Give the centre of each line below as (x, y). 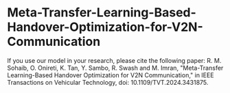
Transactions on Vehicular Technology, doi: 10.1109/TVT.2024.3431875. (108, 82)
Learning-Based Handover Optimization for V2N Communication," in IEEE (111, 75)
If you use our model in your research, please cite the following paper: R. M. (114, 60)
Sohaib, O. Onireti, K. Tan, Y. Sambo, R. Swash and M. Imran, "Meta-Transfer (115, 68)
